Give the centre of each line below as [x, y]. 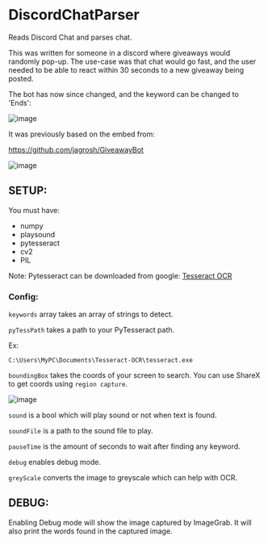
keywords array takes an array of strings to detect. [91, 314]
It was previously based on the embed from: [82, 134]
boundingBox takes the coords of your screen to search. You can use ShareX [134, 375]
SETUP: [28, 191]
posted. [21, 78]
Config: [23, 296]
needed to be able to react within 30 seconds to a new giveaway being [126, 69]
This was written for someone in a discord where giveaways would [119, 52]
